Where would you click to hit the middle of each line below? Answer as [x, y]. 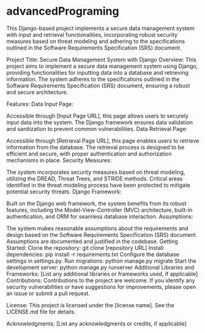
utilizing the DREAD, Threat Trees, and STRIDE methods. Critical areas [95, 178]
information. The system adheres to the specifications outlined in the [93, 79]
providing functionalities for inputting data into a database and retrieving [97, 72]
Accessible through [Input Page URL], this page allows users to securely [97, 116]
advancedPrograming [63, 11]
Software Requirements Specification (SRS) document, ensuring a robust [98, 85]
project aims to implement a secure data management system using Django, [102, 66]
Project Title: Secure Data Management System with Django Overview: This [102, 59]
